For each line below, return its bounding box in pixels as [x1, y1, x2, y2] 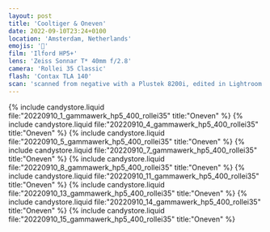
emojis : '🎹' [8, 42, 49, 50]
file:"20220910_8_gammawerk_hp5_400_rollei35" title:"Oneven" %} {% [8, 162, 245, 172]
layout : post [8, 11, 53, 20]
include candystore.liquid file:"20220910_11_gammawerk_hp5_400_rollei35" [8, 171, 260, 181]
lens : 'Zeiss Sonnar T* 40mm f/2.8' [8, 58, 132, 66]
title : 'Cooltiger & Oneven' [8, 19, 107, 28]
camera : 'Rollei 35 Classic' [8, 65, 107, 73]
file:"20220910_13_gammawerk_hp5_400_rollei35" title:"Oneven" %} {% [8, 188, 248, 198]
